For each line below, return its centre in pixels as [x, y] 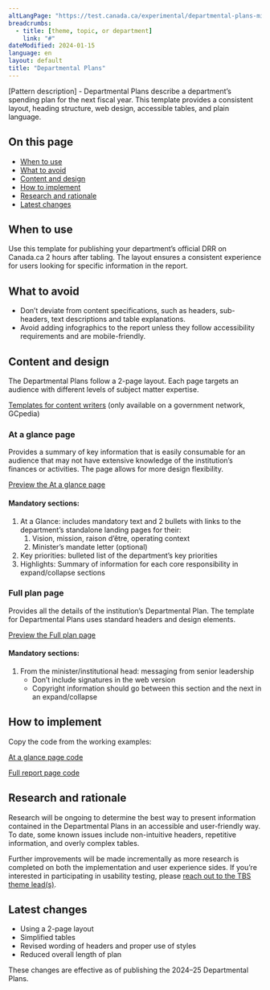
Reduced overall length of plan [71, 955]
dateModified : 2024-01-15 [51, 46]
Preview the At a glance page [57, 485]
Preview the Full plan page [52, 635]
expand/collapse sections [63, 572]
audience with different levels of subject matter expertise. [104, 390]
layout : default [35, 61]
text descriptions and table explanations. [119, 320]
